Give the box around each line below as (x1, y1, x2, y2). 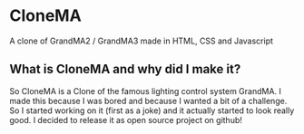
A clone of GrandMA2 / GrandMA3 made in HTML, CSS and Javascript (9, 35, 274, 46)
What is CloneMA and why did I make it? (9, 62, 241, 77)
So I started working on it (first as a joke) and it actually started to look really (9, 105, 295, 116)
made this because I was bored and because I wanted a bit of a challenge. (9, 95, 288, 106)
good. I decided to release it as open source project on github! (9, 114, 243, 125)
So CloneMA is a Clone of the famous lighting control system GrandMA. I (9, 85, 281, 96)
